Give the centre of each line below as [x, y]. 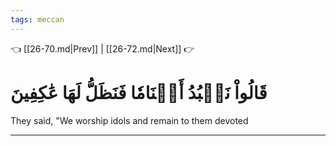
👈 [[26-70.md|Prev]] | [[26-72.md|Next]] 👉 [102, 48]
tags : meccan [37, 19]
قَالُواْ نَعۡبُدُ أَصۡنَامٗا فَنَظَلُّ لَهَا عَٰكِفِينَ [139, 92]
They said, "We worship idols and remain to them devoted [129, 120]
